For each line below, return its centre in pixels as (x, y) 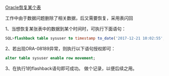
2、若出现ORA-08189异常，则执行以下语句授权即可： (60, 48)
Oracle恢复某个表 (23, 7)
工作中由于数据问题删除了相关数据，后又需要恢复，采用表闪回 (69, 18)
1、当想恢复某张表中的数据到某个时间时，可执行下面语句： (66, 29)
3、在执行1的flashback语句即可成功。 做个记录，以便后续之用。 (71, 68)
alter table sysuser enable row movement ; (50, 58)
